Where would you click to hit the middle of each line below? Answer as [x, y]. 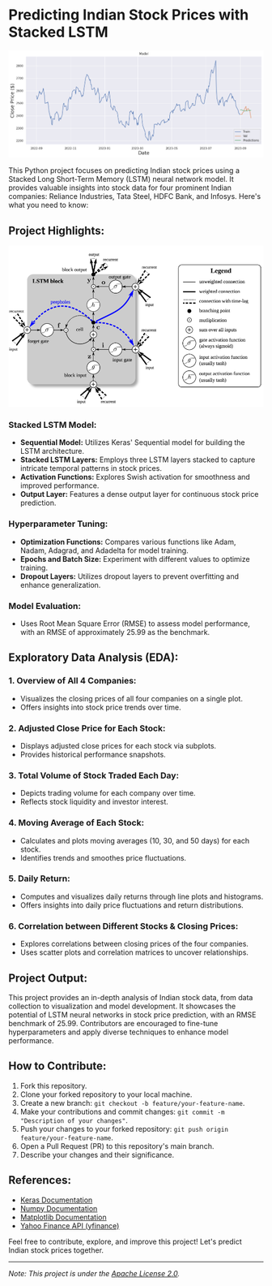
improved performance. [59, 485]
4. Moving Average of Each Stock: [76, 823]
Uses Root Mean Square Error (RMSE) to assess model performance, [135, 624]
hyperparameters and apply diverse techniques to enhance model [119, 1032]
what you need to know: [49, 205]
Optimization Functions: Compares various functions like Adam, [128, 542]
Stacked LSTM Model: [53, 425]
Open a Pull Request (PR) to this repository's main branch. [117, 1146]
